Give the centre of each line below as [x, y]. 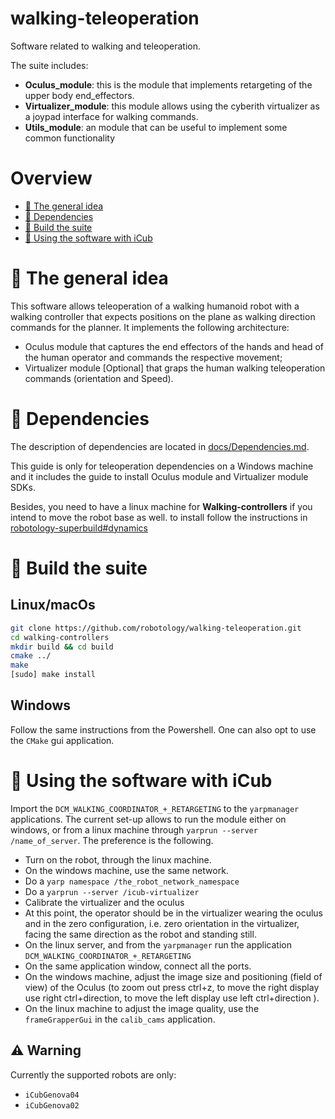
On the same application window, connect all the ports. [138, 966]
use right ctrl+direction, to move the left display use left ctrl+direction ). [172, 998]
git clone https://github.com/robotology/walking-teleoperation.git [156, 628]
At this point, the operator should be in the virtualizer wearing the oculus [173, 913]
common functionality [70, 138]
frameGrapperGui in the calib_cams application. [120, 1019]
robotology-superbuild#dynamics [79, 528]
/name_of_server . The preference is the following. [112, 840]
